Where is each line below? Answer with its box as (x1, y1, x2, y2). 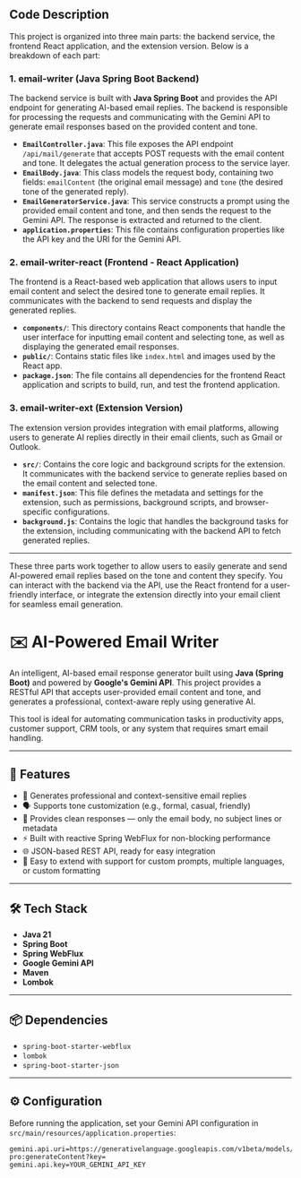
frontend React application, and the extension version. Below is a (9, 40, 249, 51)
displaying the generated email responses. (21, 341, 180, 352)
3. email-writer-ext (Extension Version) (9, 402, 184, 415)
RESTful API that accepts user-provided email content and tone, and (9, 686, 262, 697)
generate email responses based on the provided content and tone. (9, 121, 258, 133)
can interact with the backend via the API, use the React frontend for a (9, 580, 269, 590)
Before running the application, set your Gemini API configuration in (9, 1117, 259, 1128)
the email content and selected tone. (21, 477, 158, 488)
